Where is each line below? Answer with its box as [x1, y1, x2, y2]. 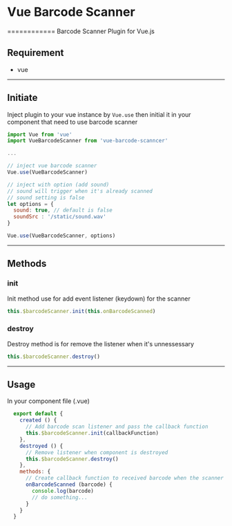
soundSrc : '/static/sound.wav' [13, 214, 107, 220]
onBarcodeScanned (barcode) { [25, 481, 113, 488]
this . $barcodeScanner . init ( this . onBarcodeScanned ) [7, 308, 156, 314]
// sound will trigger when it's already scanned [7, 187, 153, 194]
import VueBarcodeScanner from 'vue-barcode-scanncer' [7, 138, 168, 144]
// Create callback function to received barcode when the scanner [25, 475, 224, 482]
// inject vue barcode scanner [7, 162, 97, 169]
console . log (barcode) [32, 487, 95, 494]
